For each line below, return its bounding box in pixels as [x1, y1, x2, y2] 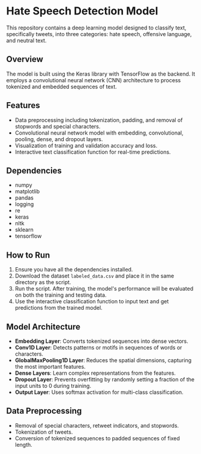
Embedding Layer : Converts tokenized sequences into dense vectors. [14, 337, 189, 345]
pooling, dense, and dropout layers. [14, 135, 103, 142]
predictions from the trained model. [14, 304, 103, 312]
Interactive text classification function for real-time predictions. [14, 148, 171, 156]
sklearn [14, 226, 34, 234]
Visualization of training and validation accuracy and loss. [14, 142, 158, 149]
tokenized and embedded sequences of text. [6, 83, 117, 90]
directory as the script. [14, 279, 71, 286]
